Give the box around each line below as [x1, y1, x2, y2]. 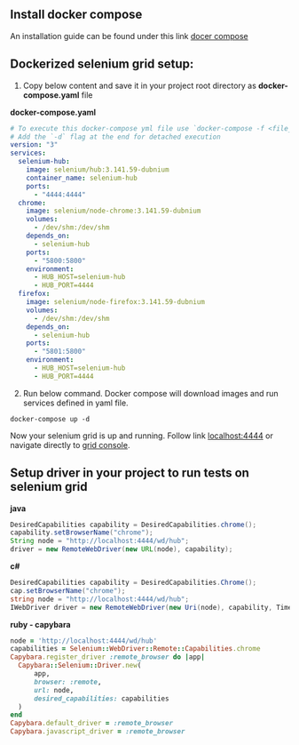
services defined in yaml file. [22, 397, 129, 408]
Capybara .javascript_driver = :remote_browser [10, 727, 185, 736]
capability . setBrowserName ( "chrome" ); [10, 528, 153, 537]
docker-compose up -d [10, 414, 90, 423]
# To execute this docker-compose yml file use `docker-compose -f [10, 124, 265, 132]
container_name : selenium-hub [26, 173, 138, 182]
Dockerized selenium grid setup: [10, 57, 194, 72]
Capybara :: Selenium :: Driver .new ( [18, 661, 142, 670]
